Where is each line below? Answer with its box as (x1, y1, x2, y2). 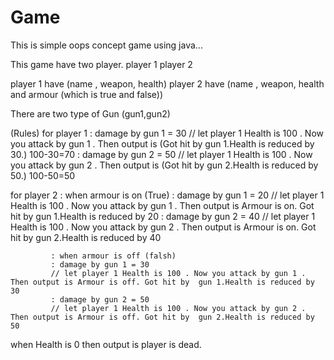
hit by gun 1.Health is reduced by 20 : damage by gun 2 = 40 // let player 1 (10, 210, 316, 222)
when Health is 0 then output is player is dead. (10, 338, 202, 350)
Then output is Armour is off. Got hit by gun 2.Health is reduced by (10, 312, 315, 322)
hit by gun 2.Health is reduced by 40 (10, 231, 162, 243)
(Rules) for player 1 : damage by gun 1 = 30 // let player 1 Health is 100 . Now (10, 127, 325, 139)
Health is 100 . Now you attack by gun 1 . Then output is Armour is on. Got (10, 199, 315, 211)
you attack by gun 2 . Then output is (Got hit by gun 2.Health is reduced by (10, 159, 319, 171)
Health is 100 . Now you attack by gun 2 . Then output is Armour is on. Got (10, 221, 317, 233)
